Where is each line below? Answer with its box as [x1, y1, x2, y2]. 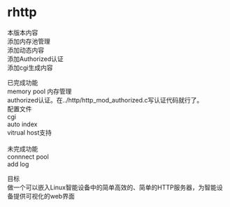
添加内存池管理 [7, 36, 50, 46]
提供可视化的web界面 [13, 192, 75, 200]
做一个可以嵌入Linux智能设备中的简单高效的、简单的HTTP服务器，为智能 [7, 183, 217, 192]
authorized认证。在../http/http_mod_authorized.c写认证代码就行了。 [7, 95, 203, 104]
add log [7, 159, 29, 168]
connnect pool [7, 152, 49, 161]
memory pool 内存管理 [7, 87, 72, 95]
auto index [7, 120, 38, 128]
